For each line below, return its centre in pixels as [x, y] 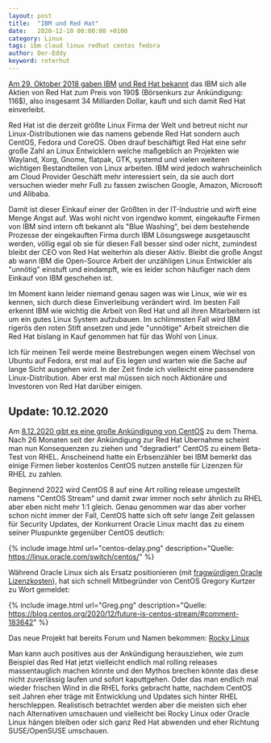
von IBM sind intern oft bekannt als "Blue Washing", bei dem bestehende [129, 226]
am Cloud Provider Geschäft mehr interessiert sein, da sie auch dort [121, 176]
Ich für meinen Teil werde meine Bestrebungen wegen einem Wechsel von [132, 352]
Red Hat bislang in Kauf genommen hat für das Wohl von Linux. [114, 336]
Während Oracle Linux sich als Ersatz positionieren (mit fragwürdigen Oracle [135, 572]
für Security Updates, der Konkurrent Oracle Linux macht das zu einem [126, 524]
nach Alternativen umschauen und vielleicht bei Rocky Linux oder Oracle [129, 713]
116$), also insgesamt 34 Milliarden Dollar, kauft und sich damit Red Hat [127, 101]
